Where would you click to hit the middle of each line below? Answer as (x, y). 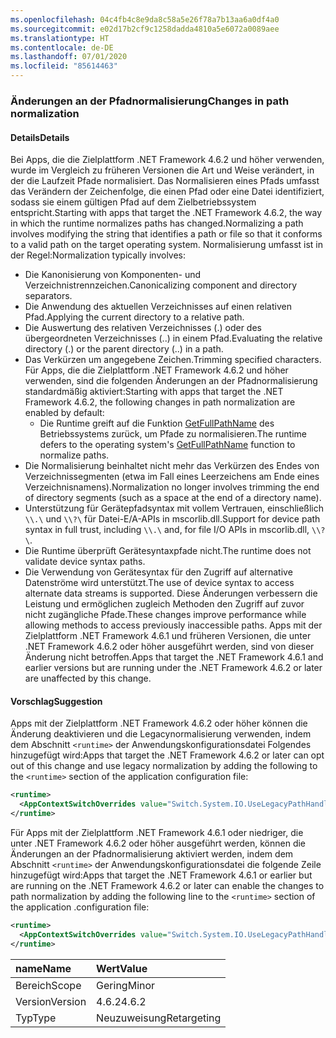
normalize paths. (74, 455)
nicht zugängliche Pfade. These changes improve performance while (165, 615)
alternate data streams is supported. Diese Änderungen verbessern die (171, 593)
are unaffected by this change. (88, 678)
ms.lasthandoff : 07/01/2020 (69, 57)
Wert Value (122, 968)
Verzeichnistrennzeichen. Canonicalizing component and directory (161, 285)
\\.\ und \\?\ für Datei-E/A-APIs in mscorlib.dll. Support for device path (172, 519)
